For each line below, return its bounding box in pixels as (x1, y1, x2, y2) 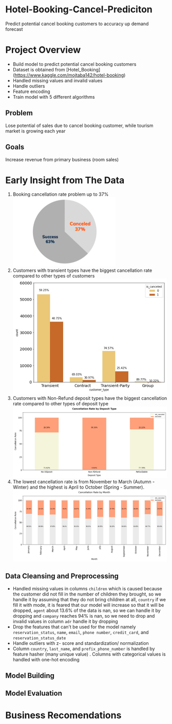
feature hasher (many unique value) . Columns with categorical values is (12, 651, 166, 657)
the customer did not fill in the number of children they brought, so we (12, 591, 162, 597)
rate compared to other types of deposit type (12, 400, 109, 406)
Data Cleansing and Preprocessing (5, 572, 119, 581)
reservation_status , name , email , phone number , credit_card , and (12, 629, 149, 635)
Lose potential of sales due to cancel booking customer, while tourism (5, 122, 154, 128)
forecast (5, 26, 23, 32)
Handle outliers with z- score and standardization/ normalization (12, 640, 149, 646)
